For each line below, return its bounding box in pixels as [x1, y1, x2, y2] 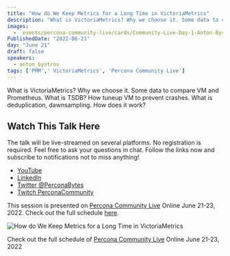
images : [7, 23, 29, 29]
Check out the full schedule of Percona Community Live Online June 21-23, [7, 235, 220, 244]
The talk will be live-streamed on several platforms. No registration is [7, 138, 202, 147]
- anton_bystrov [13, 61, 60, 68]
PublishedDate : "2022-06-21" [7, 36, 90, 42]
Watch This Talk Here [7, 120, 101, 132]
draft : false [7, 49, 44, 55]
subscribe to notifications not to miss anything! [7, 153, 140, 162]
